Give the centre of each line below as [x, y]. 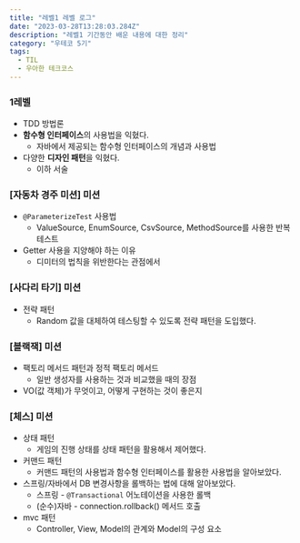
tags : [20, 52]
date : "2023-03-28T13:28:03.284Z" [75, 26]
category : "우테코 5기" [51, 43]
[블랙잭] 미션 [35, 347]
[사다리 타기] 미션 [45, 287]
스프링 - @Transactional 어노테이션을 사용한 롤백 [124, 495]
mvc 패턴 [39, 518]
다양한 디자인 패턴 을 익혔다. [71, 158]
